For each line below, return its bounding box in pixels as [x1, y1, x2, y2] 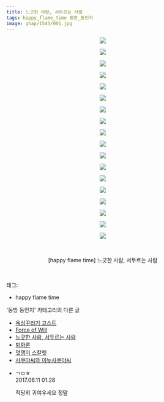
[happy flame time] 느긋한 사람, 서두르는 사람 [48, 257, 158, 264]
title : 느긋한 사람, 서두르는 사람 [6, 9, 83, 15]
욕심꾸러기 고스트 [15, 319, 57, 327]
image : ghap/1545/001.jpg [6, 20, 72, 26]
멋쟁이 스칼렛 [15, 349, 47, 356]
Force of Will [15, 326, 48, 334]
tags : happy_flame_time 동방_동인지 [6, 15, 94, 21]
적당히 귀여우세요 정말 [15, 389, 69, 396]
